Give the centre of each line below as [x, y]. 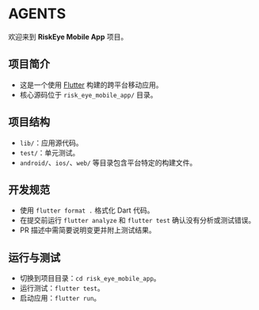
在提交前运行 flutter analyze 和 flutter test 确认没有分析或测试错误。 [137, 220]
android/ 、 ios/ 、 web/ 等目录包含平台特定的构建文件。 [108, 163]
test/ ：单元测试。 [50, 152]
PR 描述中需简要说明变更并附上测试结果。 [88, 230]
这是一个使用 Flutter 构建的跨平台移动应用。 [91, 85]
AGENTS [37, 14]
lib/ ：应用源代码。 [51, 143]
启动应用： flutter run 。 [60, 298]
